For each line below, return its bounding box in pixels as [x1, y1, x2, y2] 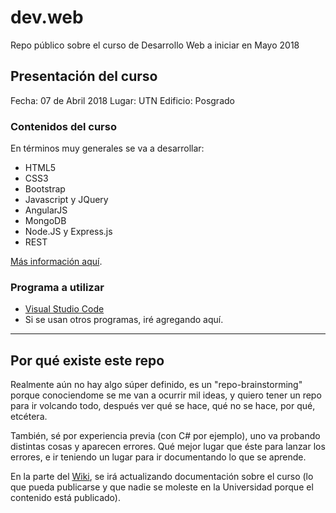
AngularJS [24, 204, 68, 216]
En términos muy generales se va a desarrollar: [10, 142, 205, 155]
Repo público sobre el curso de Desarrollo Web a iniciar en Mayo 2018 [10, 39, 300, 51]
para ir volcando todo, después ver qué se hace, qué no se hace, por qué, [10, 400, 316, 412]
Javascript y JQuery [24, 194, 109, 206]
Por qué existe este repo [10, 352, 165, 369]
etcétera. [10, 411, 48, 423]
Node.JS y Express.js [24, 226, 113, 238]
